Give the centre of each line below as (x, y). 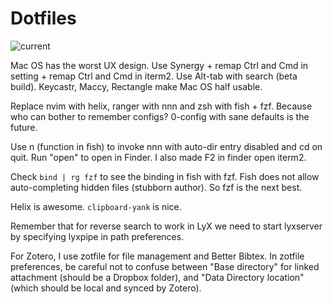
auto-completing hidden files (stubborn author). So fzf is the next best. (156, 187)
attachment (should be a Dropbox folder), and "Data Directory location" (157, 277)
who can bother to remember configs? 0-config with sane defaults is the (160, 116)
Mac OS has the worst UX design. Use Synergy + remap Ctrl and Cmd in (159, 65)
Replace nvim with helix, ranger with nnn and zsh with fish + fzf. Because (161, 106)
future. (24, 127)
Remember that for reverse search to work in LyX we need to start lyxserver (166, 226)
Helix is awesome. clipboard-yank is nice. (96, 206)
